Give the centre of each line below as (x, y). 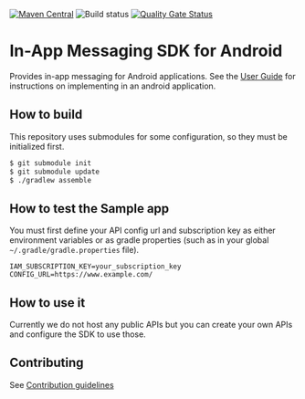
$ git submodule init (51, 163)
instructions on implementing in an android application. (113, 86)
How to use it (47, 303)
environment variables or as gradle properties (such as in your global (139, 240)
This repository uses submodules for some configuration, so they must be (148, 136)
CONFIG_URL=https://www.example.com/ (81, 275)
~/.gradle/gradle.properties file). (74, 250)
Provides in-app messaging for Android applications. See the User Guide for (152, 76)
